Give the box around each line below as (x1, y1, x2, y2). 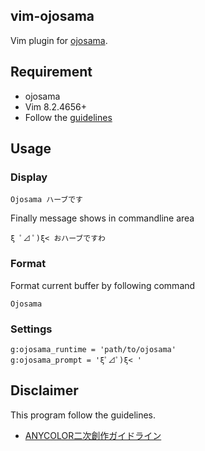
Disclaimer (10, 382, 79, 399)
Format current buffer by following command (10, 279, 196, 291)
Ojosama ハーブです (10, 195, 84, 205)
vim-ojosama (10, 8, 95, 25)
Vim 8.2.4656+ (24, 100, 87, 113)
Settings (10, 322, 53, 336)
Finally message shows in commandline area (10, 212, 195, 224)
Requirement (10, 64, 93, 81)
